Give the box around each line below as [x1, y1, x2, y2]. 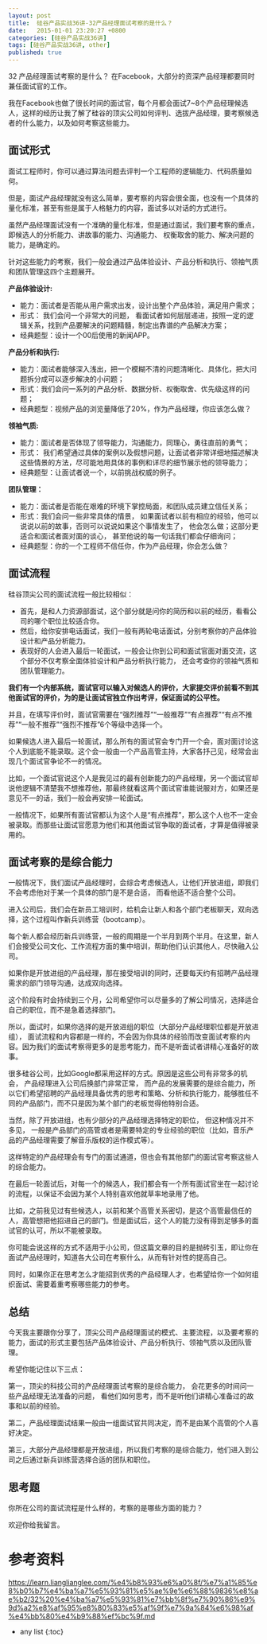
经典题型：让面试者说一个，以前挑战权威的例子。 [19, 467, 180, 477]
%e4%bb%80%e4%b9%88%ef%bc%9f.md [8, 1611, 156, 1621]
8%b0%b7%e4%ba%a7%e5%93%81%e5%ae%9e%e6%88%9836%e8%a [8, 1586, 259, 1595]
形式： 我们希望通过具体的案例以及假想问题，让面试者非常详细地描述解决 [19, 447, 259, 457]
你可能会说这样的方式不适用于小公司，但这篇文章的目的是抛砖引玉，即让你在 [8, 1242, 259, 1253]
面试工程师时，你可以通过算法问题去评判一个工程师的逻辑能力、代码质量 [8, 166, 245, 176]
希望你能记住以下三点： [8, 1365, 85, 1374]
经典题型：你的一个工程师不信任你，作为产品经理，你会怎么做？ [19, 541, 229, 550]
